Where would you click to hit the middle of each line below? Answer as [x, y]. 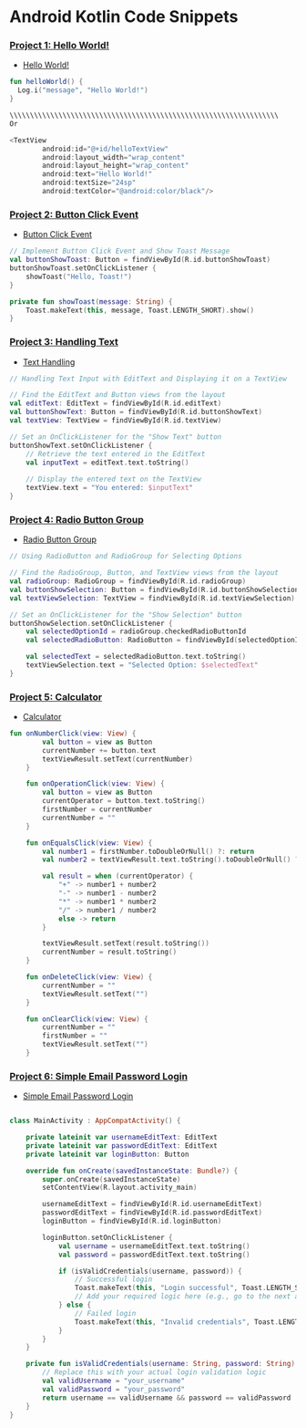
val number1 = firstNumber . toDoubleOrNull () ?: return [148, 851]
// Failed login [105, 1313]
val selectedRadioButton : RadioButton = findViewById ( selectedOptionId [164, 641]
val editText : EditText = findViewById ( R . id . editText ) [116, 403]
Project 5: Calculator [56, 697]
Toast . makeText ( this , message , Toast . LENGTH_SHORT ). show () [140, 310]
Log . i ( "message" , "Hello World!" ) [83, 90]
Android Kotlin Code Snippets [124, 17]
